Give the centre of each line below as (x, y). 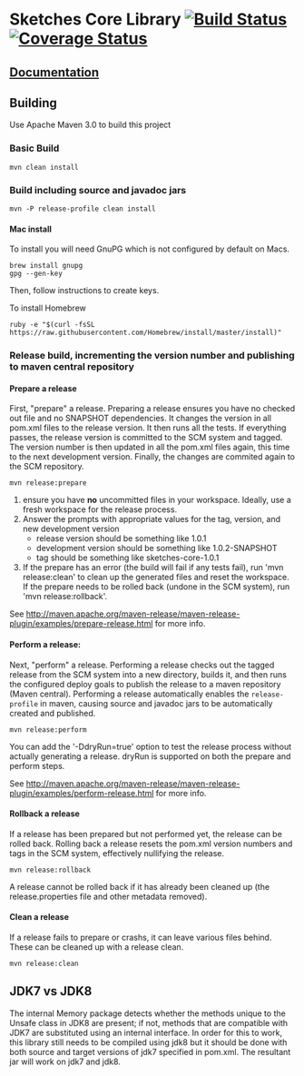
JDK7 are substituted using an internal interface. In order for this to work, (146, 1032)
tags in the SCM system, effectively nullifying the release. (117, 853)
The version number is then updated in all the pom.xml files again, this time (150, 447)
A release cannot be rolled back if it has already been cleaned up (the (140, 886)
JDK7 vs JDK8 (51, 991)
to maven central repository (72, 367)
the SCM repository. (47, 467)
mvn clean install (44, 167)
